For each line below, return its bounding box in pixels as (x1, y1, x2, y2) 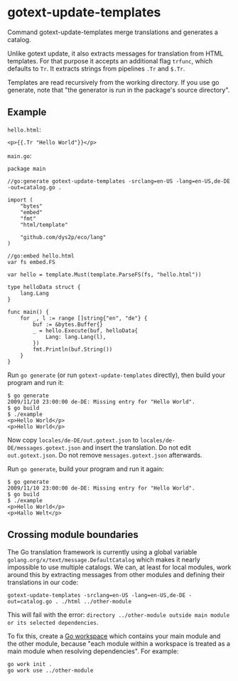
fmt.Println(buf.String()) (33, 346, 113, 353)
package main (7, 165, 46, 172)
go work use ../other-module (7, 667, 94, 674)
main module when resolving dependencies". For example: (7, 647, 179, 655)
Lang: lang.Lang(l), (45, 333, 107, 340)
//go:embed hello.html (7, 252, 75, 260)
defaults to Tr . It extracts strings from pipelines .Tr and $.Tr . (7, 64, 185, 73)
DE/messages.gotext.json (7, 444, 81, 452)
